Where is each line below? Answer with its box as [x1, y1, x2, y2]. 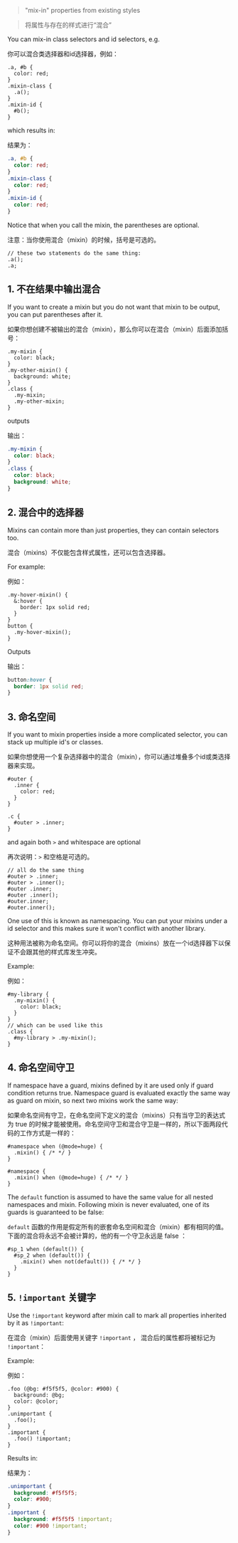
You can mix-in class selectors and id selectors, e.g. [7, 35, 160, 43]
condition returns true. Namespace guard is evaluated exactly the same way [7, 1088, 231, 1097]
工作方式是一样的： [19, 1128, 76, 1137]
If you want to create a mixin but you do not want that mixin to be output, [7, 302, 220, 311]
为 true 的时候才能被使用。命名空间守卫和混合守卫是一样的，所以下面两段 [7, 1120, 222, 1128]
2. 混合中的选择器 [7, 507, 84, 519]
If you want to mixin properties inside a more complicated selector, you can [7, 730, 228, 739]
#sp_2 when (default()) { [13, 1252, 91, 1259]
